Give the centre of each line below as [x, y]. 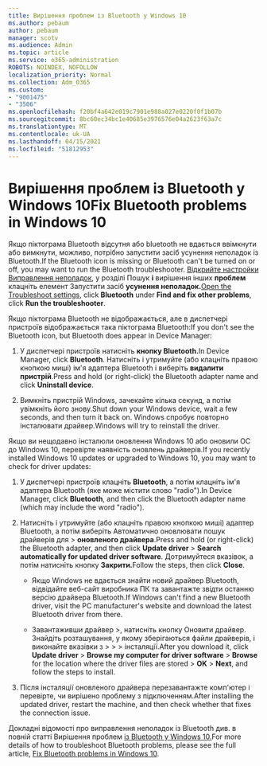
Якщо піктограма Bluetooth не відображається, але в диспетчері [118, 319]
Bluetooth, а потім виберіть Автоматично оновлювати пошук [122, 531]
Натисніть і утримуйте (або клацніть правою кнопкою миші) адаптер [137, 523]
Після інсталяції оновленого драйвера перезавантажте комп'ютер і [135, 688]
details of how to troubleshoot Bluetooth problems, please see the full [122, 745]
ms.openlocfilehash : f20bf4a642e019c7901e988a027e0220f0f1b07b [115, 112]
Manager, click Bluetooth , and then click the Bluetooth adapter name [133, 499]
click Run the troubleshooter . [57, 303]
